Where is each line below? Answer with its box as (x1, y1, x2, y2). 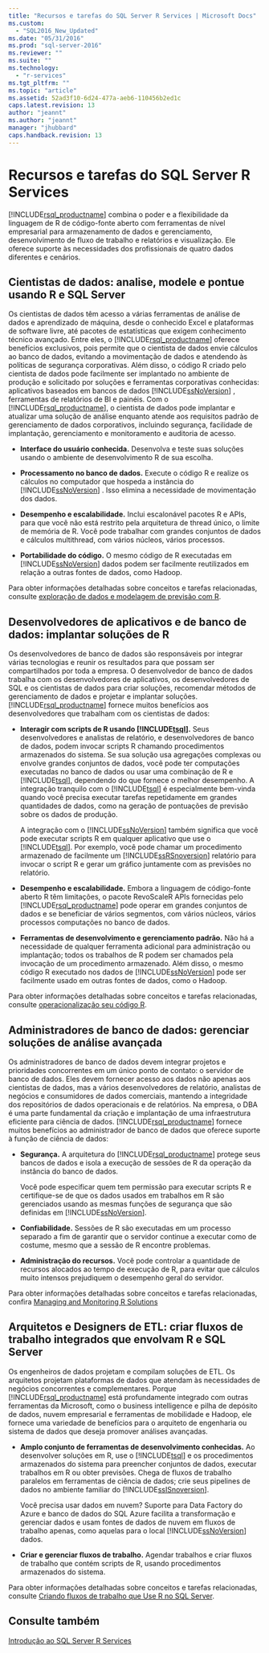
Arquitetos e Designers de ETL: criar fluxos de (8, 1320, 243, 1334)
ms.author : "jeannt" (8, 116, 78, 124)
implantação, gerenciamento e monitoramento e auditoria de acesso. (8, 429, 236, 439)
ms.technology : (8, 64, 59, 72)
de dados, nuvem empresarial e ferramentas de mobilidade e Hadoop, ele (8, 1409, 252, 1418)
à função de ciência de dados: (8, 1134, 109, 1143)
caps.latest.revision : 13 (8, 101, 95, 109)
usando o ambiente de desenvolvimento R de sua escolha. (19, 453, 214, 463)
